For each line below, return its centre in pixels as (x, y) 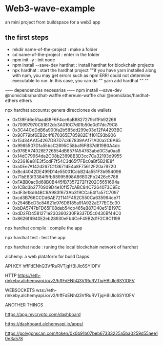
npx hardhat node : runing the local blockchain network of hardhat (71, 247)
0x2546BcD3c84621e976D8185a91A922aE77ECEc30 (66, 203)
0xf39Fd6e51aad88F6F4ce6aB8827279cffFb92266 (64, 119)
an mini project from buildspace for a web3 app (53, 22)
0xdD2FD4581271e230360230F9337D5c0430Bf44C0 (67, 213)
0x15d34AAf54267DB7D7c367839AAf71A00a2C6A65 (66, 140)
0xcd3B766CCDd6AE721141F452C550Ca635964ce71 (66, 198)
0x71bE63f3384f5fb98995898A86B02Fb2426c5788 (65, 176)
